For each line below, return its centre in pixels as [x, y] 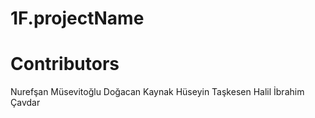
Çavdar [25, 103]
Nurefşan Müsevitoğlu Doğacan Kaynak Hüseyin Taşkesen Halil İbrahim [157, 92]
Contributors [65, 64]
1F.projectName [77, 18]
